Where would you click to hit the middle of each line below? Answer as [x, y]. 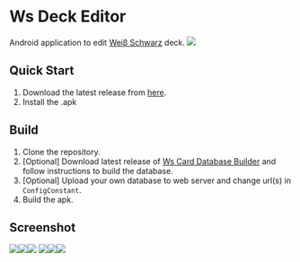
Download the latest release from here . [94, 92]
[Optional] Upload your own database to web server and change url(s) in [157, 180]
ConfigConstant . [52, 189]
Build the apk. [48, 199]
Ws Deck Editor [68, 17]
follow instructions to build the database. [97, 170]
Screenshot [43, 227]
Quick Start [42, 70]
